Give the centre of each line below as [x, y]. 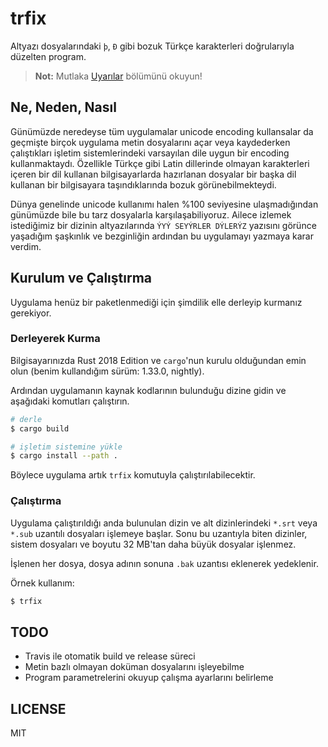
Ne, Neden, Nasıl [63, 107]
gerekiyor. [31, 313]
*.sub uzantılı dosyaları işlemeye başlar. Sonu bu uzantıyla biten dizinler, [159, 533]
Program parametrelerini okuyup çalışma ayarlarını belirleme [149, 678]
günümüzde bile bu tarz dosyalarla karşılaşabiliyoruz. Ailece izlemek [151, 214]
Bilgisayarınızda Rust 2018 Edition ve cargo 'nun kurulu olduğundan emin [158, 360]
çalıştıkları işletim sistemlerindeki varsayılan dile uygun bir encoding [150, 153]
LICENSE [38, 708]
